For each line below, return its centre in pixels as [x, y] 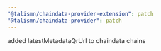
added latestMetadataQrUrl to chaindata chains [77, 40]
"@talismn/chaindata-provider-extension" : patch [80, 14]
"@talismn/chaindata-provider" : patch [65, 21]
